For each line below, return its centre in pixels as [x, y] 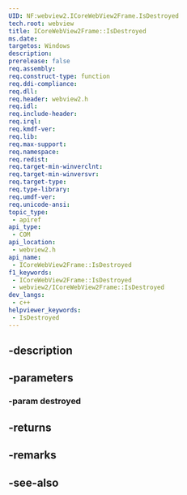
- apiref [27, 220]
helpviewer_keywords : [45, 310]
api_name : [25, 257]
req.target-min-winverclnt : [56, 167]
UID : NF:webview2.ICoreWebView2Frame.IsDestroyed [94, 16]
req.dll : [23, 91]
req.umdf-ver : [32, 197]
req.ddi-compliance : [43, 84]
